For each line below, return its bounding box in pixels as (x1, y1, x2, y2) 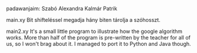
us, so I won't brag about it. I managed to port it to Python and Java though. (6, 41, 191, 47)
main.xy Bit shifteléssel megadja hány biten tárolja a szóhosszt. (6, 16, 161, 23)
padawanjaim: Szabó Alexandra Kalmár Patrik (6, 5, 117, 12)
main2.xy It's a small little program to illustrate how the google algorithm (6, 28, 183, 35)
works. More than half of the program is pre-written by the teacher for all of (6, 34, 191, 41)
